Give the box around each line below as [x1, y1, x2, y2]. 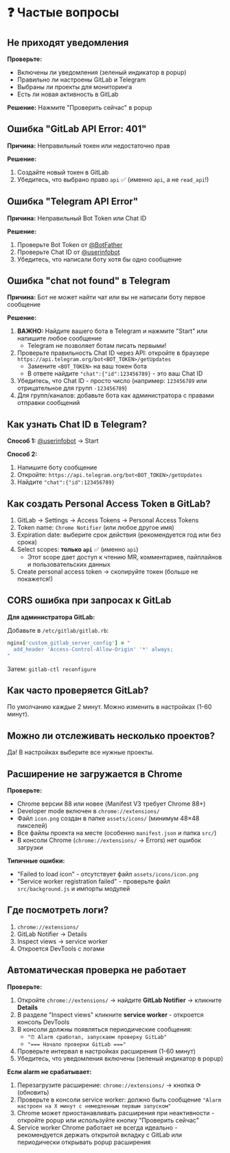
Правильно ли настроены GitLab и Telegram [16, 75, 146, 84]
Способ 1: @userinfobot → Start [7, 436, 99, 445]
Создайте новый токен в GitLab [16, 168, 109, 176]
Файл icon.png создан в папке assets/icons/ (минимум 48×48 [16, 814, 200, 822]
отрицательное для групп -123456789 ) [16, 384, 127, 393]
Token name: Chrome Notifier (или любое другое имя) [16, 524, 175, 532]
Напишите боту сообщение [16, 463, 97, 471]
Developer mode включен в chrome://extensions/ [16, 806, 160, 815]
